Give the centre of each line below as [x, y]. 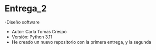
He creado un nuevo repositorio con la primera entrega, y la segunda [81, 42]
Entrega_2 [26, 9]
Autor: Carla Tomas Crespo [39, 31]
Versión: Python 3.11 [32, 37]
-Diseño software [22, 22]
